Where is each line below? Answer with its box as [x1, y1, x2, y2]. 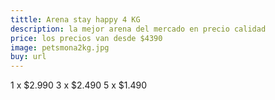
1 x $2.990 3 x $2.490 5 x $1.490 [10, 79, 148, 91]
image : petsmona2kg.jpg [10, 42, 110, 53]
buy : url [10, 52, 47, 62]
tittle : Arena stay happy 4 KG [10, 14, 141, 25]
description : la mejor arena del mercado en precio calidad [10, 24, 267, 34]
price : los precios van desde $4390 [10, 33, 163, 43]
